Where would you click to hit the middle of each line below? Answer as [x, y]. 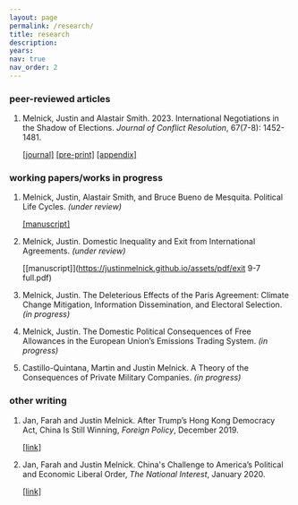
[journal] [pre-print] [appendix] [79, 155]
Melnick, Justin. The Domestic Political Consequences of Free [137, 331]
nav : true [28, 59]
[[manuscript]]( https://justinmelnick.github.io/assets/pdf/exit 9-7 [141, 269]
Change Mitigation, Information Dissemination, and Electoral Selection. [152, 304]
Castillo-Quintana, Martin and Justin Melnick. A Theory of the [135, 368]
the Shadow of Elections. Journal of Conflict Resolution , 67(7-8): [141, 128]
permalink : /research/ [51, 26]
